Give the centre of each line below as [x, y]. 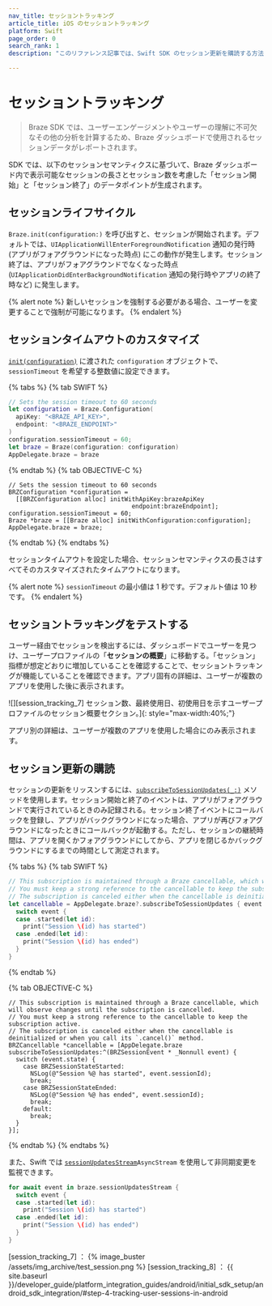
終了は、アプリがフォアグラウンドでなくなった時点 [93, 264]
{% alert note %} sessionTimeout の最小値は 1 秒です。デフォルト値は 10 [128, 586]
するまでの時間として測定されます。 [104, 850]
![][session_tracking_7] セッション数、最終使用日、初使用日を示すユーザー [132, 703]
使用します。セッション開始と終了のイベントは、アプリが [125, 800]
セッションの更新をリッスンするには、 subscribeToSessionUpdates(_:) [125, 789]
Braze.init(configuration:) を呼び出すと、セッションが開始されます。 [127, 234]
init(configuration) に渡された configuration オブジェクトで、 [115, 360]
